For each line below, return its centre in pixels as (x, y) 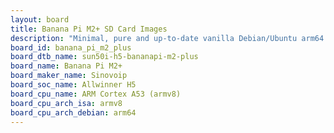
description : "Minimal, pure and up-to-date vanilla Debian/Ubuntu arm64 (167, 38)
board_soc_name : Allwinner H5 (73, 85)
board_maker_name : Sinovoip (69, 76)
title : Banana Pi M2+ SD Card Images (89, 29)
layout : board (40, 19)
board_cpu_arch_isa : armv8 (66, 103)
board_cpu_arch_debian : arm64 (73, 112)
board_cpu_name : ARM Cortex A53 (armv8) (96, 94)
